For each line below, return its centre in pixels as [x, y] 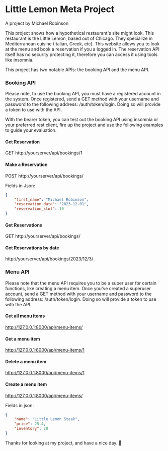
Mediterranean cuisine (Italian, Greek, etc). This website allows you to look [82, 43]
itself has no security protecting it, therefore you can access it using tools [81, 54]
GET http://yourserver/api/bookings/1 [44, 153]
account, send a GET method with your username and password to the [78, 294]
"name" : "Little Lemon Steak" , [47, 419]
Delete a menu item [26, 361]
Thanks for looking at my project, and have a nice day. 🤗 [63, 443]
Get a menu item [23, 339]
